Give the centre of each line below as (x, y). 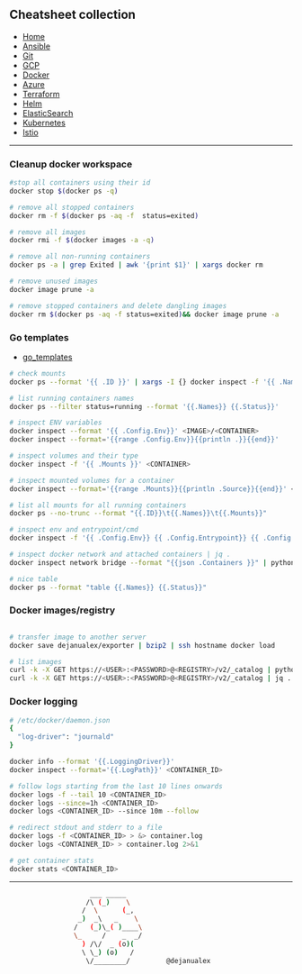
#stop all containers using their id (80, 183)
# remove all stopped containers (72, 207)
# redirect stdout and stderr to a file (86, 828)
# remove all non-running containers (80, 257)
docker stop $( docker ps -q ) (64, 191)
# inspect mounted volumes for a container (92, 480)
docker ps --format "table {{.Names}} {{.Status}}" (108, 587)
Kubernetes (44, 123)
